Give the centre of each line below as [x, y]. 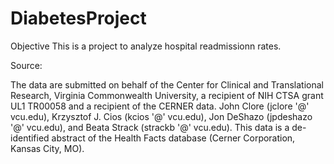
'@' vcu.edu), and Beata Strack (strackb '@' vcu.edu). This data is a [150, 127]
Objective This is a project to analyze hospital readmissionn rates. [146, 46]
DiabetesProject [78, 18]
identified [30, 138]
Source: [26, 65]
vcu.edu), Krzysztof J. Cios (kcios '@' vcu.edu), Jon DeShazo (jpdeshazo [161, 116]
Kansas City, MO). [47, 148]
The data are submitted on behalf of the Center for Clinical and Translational [167, 84]
